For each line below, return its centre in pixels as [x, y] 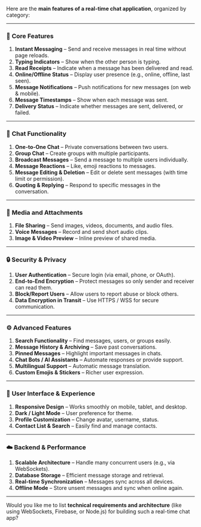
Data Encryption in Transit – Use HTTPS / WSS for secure [87, 300]
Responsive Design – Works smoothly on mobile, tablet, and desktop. [101, 407]
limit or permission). [39, 178]
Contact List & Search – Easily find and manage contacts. [86, 426]
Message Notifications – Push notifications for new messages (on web [103, 87]
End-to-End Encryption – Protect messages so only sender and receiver [104, 281]
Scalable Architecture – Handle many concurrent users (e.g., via [95, 462]
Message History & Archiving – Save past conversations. [86, 347]
